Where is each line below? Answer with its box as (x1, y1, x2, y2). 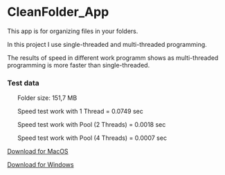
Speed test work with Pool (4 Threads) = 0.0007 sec (17, 134, 168, 142)
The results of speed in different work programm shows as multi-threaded (7, 53, 219, 62)
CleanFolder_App (7, 4, 109, 20)
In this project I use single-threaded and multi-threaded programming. (7, 40, 208, 48)
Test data (7, 78, 39, 87)
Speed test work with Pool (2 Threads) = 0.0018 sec (17, 121, 166, 129)
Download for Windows (7, 161, 74, 169)
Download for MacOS (7, 147, 69, 156)
